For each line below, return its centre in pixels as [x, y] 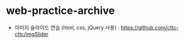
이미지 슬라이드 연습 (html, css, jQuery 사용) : [67, 27]
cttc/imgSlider [31, 34]
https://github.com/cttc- [150, 27]
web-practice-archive [60, 11]
